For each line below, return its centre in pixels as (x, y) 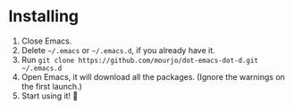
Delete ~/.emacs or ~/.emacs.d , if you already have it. (118, 50)
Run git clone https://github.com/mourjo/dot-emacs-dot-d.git (140, 59)
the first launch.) (51, 86)
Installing (44, 16)
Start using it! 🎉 (50, 96)
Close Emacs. (46, 41)
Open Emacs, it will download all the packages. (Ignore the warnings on (153, 76)
